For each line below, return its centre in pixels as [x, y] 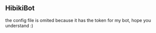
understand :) [19, 25]
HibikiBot [20, 8]
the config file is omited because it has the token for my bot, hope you [78, 20]
